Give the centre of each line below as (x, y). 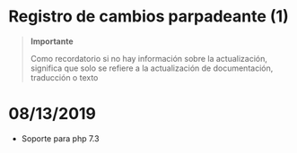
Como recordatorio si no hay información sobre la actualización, (149, 58)
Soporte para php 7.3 (60, 138)
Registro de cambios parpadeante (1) (148, 17)
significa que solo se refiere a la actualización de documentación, (152, 68)
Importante (52, 41)
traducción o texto (64, 77)
